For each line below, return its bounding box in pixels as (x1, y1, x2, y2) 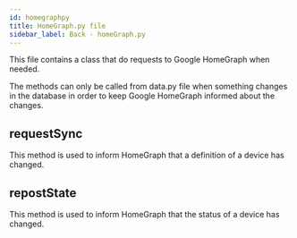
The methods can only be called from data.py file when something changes (9, 81, 288, 92)
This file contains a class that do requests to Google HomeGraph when (9, 55, 270, 65)
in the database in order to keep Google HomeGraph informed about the (9, 90, 276, 101)
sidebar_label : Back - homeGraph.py (9, 30, 146, 38)
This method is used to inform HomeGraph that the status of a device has (9, 209, 280, 219)
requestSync (9, 126, 83, 141)
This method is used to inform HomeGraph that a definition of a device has (9, 149, 284, 161)
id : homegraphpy (9, 13, 70, 22)
